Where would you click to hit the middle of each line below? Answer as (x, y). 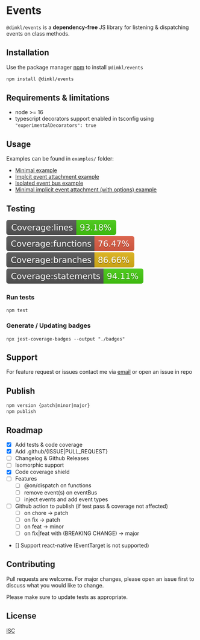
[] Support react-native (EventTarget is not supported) (82, 545)
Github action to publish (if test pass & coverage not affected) (92, 506)
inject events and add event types (66, 499)
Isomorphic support (39, 465)
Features (26, 479)
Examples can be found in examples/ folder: (60, 159)
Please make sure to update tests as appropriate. (67, 597)
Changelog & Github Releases (52, 458)
